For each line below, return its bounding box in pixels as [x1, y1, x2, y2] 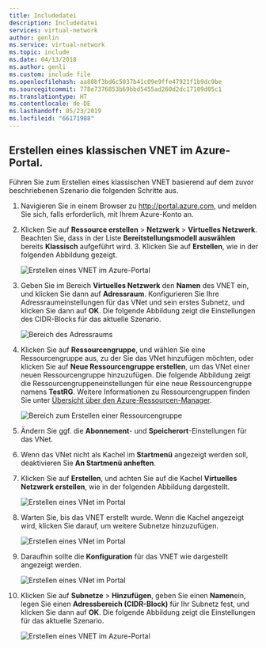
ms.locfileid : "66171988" [9, 115, 94, 123]
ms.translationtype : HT [9, 93, 88, 100]
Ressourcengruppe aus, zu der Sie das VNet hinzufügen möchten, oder [20, 353, 254, 362]
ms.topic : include [9, 48, 70, 56]
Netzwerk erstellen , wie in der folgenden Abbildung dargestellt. [20, 482, 230, 491]
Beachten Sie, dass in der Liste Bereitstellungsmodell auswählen [20, 233, 236, 242]
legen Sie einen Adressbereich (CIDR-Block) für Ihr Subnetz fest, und [20, 599, 250, 608]
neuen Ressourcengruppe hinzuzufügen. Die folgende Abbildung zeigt [20, 369, 251, 380]
